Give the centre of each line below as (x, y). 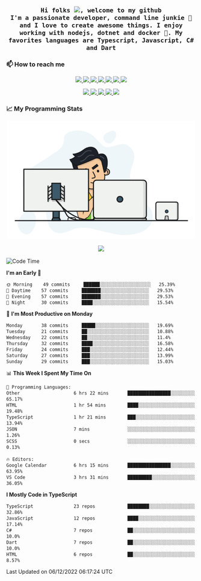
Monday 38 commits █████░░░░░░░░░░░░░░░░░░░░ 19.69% (90, 326)
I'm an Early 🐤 (24, 273)
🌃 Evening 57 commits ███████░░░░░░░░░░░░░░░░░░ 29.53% (90, 297)
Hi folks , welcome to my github (101, 10)
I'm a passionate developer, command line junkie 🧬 (101, 18)
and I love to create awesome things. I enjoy (101, 25)
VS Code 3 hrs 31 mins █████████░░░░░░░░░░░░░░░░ (101, 478)
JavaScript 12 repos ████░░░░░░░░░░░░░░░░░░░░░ (101, 518)
